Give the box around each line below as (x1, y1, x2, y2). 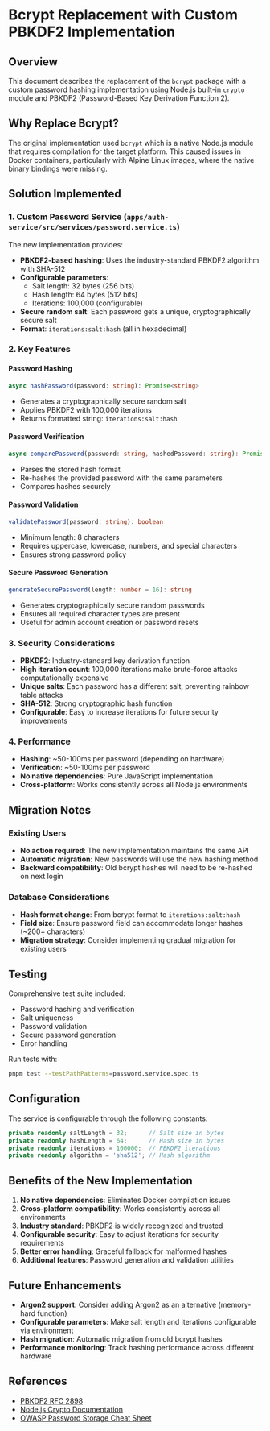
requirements (19, 1238, 64, 1248)
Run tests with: (8, 1054, 58, 1064)
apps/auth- (126, 213, 170, 222)
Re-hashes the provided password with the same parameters (19, 473, 223, 483)
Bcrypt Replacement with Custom (8, 6, 239, 24)
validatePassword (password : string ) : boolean (8, 517, 163, 525)
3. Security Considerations (8, 637, 116, 649)
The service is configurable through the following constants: (8, 1114, 208, 1123)
